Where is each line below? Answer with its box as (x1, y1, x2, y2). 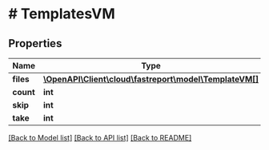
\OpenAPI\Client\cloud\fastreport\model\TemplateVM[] (42, 73, 259, 85)
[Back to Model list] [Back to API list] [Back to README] (8, 133, 192, 142)
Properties (8, 37, 62, 50)
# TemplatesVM (8, 5, 116, 23)
